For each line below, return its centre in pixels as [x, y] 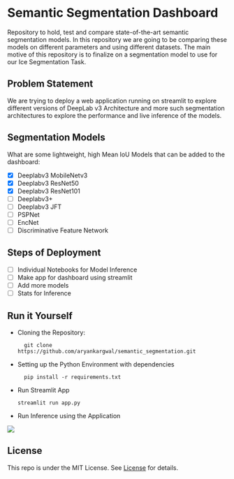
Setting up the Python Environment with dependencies [96, 364]
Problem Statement [50, 84]
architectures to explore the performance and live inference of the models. [115, 115]
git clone [38, 345]
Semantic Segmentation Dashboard [113, 13]
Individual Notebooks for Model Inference [77, 270]
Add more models [43, 285]
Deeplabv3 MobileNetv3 [52, 175]
